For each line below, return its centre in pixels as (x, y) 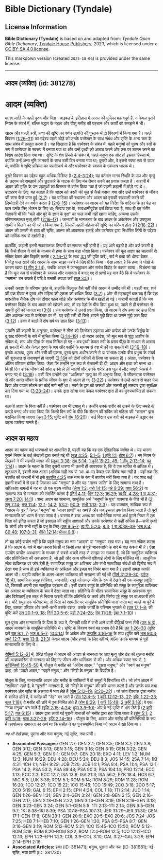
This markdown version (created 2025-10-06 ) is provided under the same (78, 58)
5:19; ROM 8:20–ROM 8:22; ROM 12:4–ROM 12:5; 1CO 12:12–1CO (87, 832)
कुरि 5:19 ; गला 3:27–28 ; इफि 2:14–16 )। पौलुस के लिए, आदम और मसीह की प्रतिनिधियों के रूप (81, 719)
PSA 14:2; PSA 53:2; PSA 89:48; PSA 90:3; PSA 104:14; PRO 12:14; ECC (83, 770)
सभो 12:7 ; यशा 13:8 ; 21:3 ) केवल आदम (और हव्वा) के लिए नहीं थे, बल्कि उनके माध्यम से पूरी (77, 639)
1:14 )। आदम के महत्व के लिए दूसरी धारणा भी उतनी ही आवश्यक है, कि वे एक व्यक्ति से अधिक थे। (79, 466)
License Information (36, 27)
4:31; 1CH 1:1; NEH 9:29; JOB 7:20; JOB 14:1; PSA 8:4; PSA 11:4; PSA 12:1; (85, 764)
